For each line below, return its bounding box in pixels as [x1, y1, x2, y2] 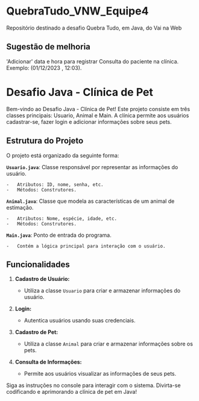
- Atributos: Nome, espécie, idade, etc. [6, 216, 118, 222]
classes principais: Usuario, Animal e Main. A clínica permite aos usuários [6, 112, 189, 119]
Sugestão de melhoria [6, 42, 90, 52]
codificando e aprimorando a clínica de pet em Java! [6, 388, 137, 396]
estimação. [6, 204, 34, 211]
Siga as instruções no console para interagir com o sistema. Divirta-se [6, 382, 181, 389]
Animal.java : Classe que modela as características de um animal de [6, 197, 175, 205]
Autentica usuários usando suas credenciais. [24, 317, 136, 324]
